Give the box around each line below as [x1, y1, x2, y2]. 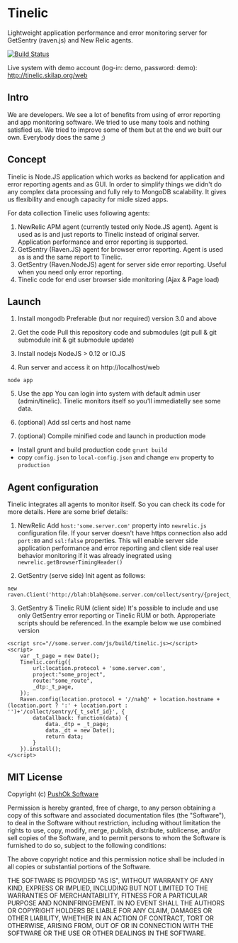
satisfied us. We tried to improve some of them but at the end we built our [7, 125, 222, 134]
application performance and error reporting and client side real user [17, 544, 219, 552]
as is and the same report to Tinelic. [17, 252, 123, 261]
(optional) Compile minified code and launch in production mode [17, 432, 206, 440]
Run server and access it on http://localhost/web [17, 363, 161, 372]
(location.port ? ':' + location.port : [7, 702, 129, 710]
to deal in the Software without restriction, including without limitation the [7, 819, 221, 827]
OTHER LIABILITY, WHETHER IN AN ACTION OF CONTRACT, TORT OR [7, 914, 214, 922]
